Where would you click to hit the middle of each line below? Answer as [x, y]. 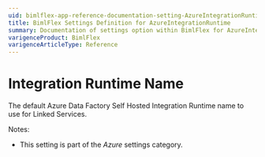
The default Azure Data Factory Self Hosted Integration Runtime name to [126, 106]
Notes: [19, 129]
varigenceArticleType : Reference [63, 45]
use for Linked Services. [48, 114]
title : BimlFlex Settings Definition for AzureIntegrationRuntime [119, 23]
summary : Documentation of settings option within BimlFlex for [116, 30]
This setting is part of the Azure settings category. [101, 145]
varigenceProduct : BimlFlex [54, 37]
